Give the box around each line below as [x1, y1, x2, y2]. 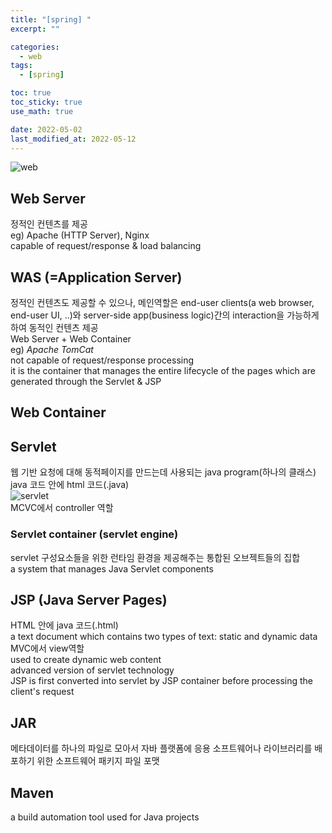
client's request [10, 686, 75, 698]
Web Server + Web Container [10, 333, 132, 345]
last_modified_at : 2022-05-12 [10, 134, 137, 144]
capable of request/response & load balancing [10, 240, 202, 252]
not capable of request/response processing [10, 354, 195, 366]
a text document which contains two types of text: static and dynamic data [10, 631, 318, 643]
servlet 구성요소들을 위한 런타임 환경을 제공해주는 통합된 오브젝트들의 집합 [10, 551, 301, 563]
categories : [10, 42, 60, 52]
